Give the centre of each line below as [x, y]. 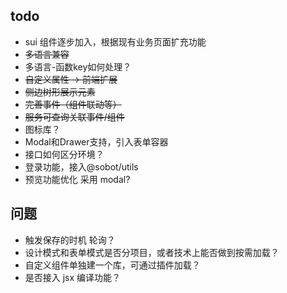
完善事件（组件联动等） [73, 104]
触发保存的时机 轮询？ [70, 240]
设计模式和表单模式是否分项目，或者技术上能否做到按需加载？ [152, 252]
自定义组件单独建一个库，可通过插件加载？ [112, 265]
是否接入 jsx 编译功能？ [73, 277]
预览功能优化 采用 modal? [77, 179]
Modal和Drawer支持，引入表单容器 [96, 141]
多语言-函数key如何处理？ [78, 66]
